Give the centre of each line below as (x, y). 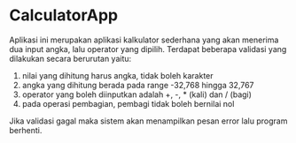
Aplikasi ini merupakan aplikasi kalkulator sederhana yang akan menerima (144, 40)
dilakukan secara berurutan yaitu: (70, 58)
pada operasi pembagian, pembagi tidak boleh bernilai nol (128, 103)
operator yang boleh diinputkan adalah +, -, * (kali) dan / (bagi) (137, 94)
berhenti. (26, 130)
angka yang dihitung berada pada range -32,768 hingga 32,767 (138, 85)
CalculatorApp (63, 15)
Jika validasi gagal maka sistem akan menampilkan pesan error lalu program (148, 121)
